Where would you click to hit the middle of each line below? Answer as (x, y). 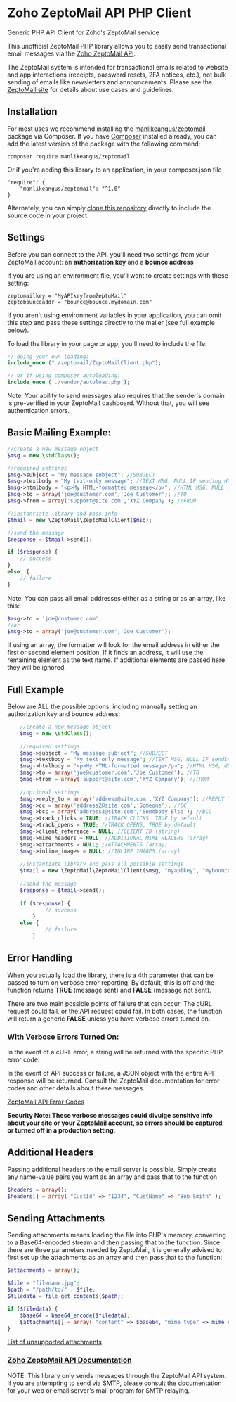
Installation (32, 111)
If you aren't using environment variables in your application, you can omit (114, 315)
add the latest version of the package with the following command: (104, 144)
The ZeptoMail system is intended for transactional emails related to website (118, 67)
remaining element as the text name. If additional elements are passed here (116, 660)
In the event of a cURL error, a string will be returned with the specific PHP (115, 1052)
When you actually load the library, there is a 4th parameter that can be (110, 975)
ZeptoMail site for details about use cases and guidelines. (91, 89)
